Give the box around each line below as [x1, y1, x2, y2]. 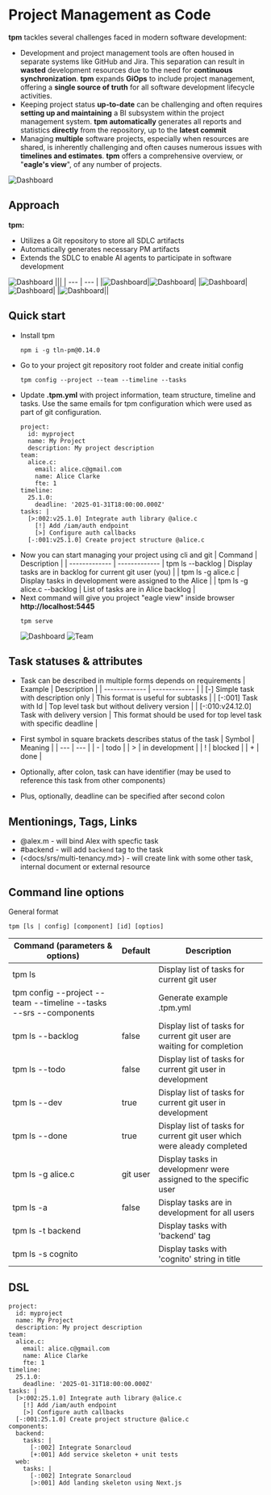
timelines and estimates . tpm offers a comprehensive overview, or [19, 151, 244, 161]
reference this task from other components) [19, 776, 166, 785]
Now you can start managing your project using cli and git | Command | [19, 550, 258, 559]
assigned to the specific [158, 1174, 249, 1184]
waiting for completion [158, 1041, 244, 1051]
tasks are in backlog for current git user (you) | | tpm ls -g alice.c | [19, 567, 240, 576]
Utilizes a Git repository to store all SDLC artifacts [19, 236, 185, 245]
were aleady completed [158, 1141, 248, 1151]
